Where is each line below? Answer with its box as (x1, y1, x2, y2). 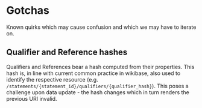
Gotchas (6, 4, 50, 17)
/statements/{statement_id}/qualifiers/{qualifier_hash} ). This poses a (6, 82, 189, 89)
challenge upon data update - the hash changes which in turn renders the (6, 88, 190, 96)
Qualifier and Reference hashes (6, 47, 128, 58)
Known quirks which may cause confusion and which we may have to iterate (6, 23, 197, 31)
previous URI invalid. (6, 95, 57, 102)
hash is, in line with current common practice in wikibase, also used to (6, 70, 181, 77)
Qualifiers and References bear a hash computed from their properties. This (6, 63, 195, 70)
